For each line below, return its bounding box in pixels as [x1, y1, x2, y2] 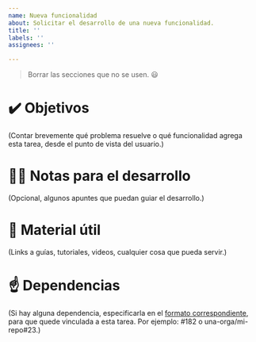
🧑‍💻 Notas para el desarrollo [8, 167, 191, 185]
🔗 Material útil [8, 221, 101, 239]
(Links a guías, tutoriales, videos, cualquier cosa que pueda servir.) [8, 247, 227, 256]
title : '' [8, 26, 41, 34]
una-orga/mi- [204, 317, 248, 326]
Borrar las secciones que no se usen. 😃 [27, 70, 159, 79]
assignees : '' [8, 41, 55, 49]
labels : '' [8, 33, 44, 42]
